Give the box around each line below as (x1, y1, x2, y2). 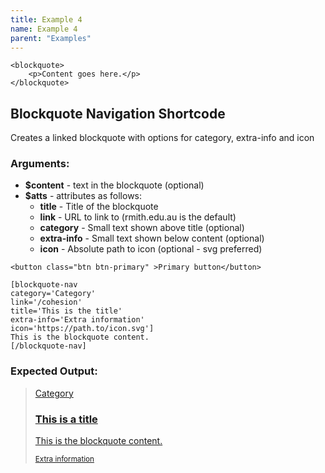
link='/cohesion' (10, 297, 83, 308)
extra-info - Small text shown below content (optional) (39, 232, 265, 245)
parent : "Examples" (10, 33, 92, 43)
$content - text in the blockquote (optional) (24, 179, 205, 191)
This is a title (34, 412, 98, 426)
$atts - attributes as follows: (24, 190, 143, 202)
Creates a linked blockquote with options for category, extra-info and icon (10, 132, 315, 144)
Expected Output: (10, 364, 98, 378)
